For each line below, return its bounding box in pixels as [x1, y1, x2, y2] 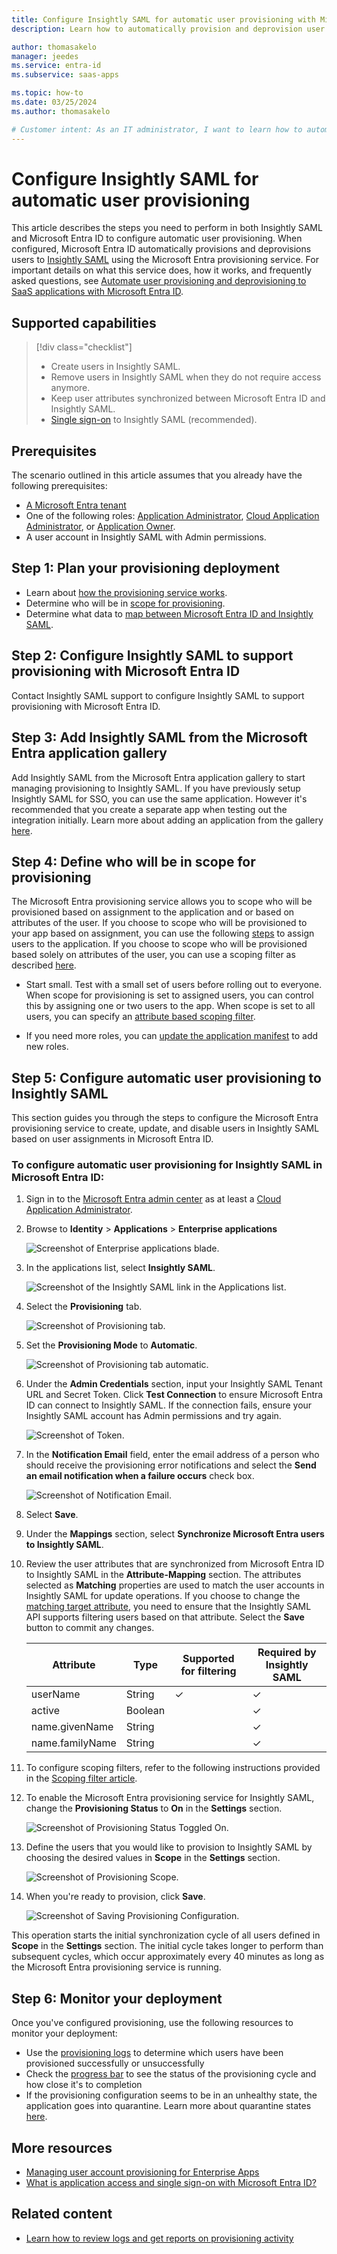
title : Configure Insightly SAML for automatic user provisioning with [11, 14, 316, 25]
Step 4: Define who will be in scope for [11, 853, 256, 870]
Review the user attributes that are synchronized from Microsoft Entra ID [25, 1558, 325, 1570]
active [30, 1704, 61, 1718]
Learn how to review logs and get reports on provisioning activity [25, 2232, 294, 2244]
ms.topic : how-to [11, 88, 84, 98]
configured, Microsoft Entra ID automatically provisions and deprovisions [11, 243, 312, 255]
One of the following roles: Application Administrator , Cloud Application [25, 510, 320, 522]
